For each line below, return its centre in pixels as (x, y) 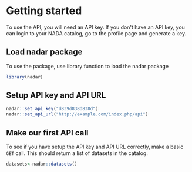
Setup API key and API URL (56, 95)
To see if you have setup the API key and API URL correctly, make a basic (95, 147)
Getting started (44, 11)
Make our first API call (47, 133)
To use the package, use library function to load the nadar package (87, 66)
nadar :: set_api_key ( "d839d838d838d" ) (52, 109)
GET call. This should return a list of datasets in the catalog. (77, 153)
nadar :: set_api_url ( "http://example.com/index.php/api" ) (77, 114)
